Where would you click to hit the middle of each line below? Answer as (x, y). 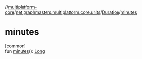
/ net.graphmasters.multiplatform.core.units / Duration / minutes (75, 12)
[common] (15, 46)
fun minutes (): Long (25, 51)
